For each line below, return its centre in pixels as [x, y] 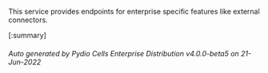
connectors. [28, 20]
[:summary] [27, 35]
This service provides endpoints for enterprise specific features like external [134, 12]
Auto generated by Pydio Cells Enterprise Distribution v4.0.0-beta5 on [124, 53]
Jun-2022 [25, 62]
